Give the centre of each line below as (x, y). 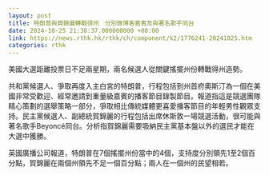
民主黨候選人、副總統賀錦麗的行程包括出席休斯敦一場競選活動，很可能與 (141, 116)
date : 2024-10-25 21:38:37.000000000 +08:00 (84, 30)
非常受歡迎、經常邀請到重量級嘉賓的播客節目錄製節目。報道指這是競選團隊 (138, 96)
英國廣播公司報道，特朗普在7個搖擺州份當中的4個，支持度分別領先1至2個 (128, 153)
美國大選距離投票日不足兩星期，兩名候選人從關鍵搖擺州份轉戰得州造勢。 (127, 70)
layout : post (30, 16)
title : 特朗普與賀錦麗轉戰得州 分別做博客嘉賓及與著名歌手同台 (101, 23)
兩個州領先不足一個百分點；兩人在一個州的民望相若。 (145, 163)
